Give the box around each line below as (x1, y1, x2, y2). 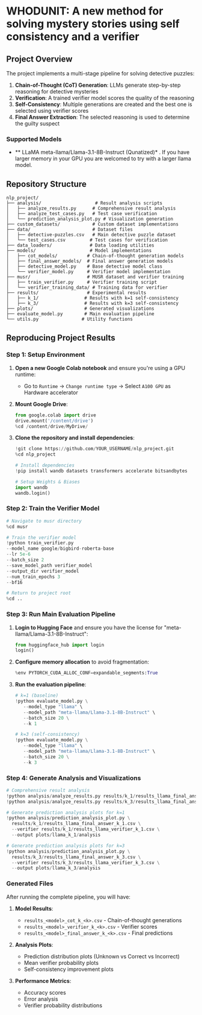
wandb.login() (14, 490, 50, 496)
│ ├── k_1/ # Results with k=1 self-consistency (6, 295, 179, 301)
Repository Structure (6, 179, 87, 189)
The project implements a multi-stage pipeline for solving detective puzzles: (6, 70, 195, 77)
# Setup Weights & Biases (14, 479, 80, 485)
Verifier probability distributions (23, 1002, 103, 1009)
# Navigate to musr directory (6, 518, 82, 524)
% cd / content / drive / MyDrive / (14, 423, 88, 429)
